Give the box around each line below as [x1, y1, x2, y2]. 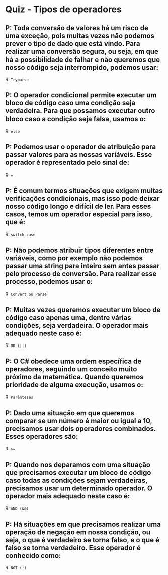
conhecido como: [5, 551, 61, 560]
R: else [5, 128, 20, 134]
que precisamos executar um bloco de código [5, 468, 151, 477]
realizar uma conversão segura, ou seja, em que [5, 47, 158, 56]
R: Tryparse [5, 77, 29, 82]
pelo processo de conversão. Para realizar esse [5, 269, 157, 278]
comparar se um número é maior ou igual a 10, [5, 417, 152, 425]
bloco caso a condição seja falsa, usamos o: [5, 114, 146, 123]
